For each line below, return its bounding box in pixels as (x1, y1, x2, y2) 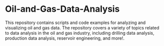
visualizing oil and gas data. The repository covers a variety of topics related (5, 24, 160, 30)
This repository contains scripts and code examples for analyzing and (5, 20, 146, 25)
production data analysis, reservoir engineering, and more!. (5, 35, 125, 41)
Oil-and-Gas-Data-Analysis (5, 3, 120, 15)
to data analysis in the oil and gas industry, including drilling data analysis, (5, 30, 155, 36)
